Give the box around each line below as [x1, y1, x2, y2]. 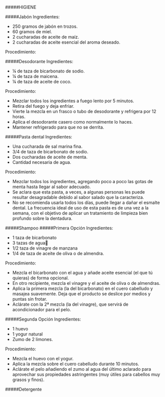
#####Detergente [5, 387, 42, 392]
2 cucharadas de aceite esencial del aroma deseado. [12, 39, 120, 45]
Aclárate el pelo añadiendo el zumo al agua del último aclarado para [12, 366, 151, 372]
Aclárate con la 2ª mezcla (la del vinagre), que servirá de [12, 301, 129, 307]
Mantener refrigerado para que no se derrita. [12, 124, 105, 130]
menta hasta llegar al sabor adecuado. [12, 184, 91, 190]
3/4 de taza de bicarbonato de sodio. [12, 149, 89, 154]
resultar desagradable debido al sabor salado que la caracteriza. [12, 195, 145, 200]
